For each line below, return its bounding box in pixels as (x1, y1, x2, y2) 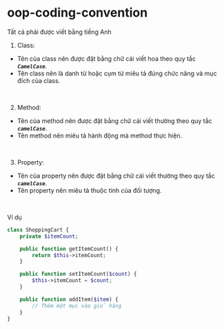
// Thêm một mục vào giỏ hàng (32, 302, 122, 309)
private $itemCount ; (19, 233, 79, 240)
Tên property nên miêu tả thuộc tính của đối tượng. (17, 186, 162, 194)
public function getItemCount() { (19, 245, 119, 252)
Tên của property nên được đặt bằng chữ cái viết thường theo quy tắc (17, 171, 215, 180)
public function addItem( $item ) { (19, 296, 119, 303)
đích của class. (17, 76, 61, 84)
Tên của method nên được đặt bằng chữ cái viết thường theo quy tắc (17, 116, 212, 125)
